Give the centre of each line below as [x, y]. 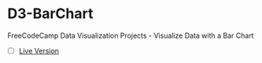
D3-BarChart [50, 14]
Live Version [39, 50]
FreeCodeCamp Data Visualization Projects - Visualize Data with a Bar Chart [131, 35]
